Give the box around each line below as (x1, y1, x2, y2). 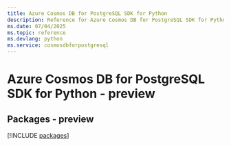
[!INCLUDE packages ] (7, 132, 69, 139)
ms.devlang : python (7, 36, 63, 42)
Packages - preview (7, 113, 94, 125)
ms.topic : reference (7, 29, 67, 36)
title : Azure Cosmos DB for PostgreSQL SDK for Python (7, 10, 168, 17)
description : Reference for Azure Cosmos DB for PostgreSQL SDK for (7, 16, 208, 23)
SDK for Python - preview (7, 86, 156, 101)
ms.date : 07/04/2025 (7, 23, 67, 29)
